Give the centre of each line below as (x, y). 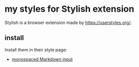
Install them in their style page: (36, 49)
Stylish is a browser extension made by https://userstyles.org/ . (68, 22)
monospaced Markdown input (42, 59)
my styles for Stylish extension (69, 9)
